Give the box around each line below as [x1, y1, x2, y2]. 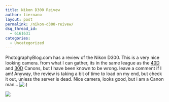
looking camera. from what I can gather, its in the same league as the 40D [5, 59, 160, 66]
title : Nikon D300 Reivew [5, 7, 60, 13]
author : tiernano [5, 12, 42, 17]
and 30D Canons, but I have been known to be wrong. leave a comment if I [5, 65, 162, 71]
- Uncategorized [10, 41, 44, 46]
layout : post [5, 17, 33, 22]
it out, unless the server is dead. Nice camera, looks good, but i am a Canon [5, 76, 164, 82]
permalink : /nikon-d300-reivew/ [5, 21, 74, 27]
